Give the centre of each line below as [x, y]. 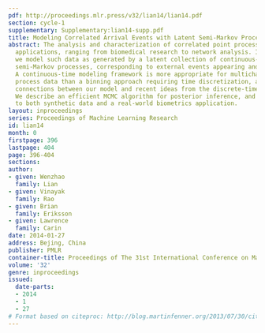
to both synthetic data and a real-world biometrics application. [127, 103]
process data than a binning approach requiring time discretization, [134, 81]
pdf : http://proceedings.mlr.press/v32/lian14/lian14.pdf [105, 15]
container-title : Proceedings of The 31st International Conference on [128, 257]
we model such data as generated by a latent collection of [116, 60]
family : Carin [38, 228]
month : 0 [22, 133]
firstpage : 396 [33, 140]
